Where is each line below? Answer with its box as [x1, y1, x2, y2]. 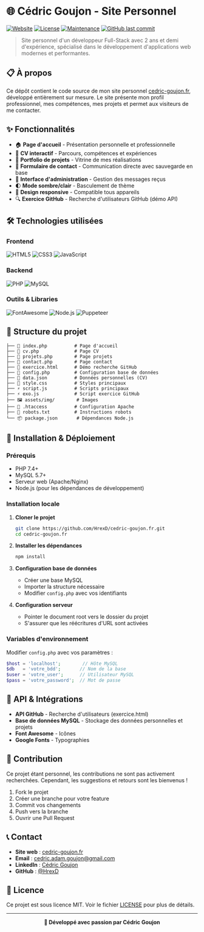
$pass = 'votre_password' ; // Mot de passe [6, 678, 121, 684]
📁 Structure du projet [6, 327, 87, 337]
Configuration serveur [15, 601, 73, 609]
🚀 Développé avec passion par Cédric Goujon [44, 919, 160, 926]
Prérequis [6, 451, 36, 460]
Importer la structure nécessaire [24, 583, 105, 590]
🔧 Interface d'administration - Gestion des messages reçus [15, 175, 166, 183]
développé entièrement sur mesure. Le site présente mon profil [6, 93, 164, 101]
